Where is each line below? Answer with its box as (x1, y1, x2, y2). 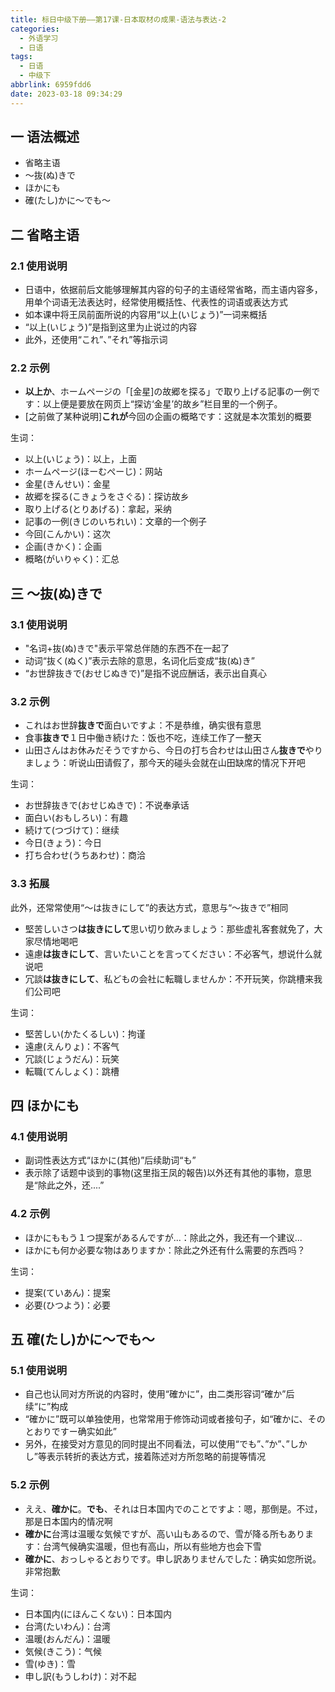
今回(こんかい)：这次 (24, 528, 112, 540)
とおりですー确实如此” (24, 1426, 117, 1438)
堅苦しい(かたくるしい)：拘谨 (24, 1027, 146, 1040)
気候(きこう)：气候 (24, 1645, 103, 1657)
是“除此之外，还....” (24, 1179, 105, 1191)
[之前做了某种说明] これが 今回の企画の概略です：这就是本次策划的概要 (24, 411, 313, 423)
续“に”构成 (24, 1401, 69, 1413)
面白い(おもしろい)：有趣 (24, 812, 129, 824)
